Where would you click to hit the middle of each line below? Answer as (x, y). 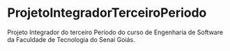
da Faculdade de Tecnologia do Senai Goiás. (71, 39)
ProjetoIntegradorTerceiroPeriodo (107, 13)
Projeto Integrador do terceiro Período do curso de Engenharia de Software (115, 32)
